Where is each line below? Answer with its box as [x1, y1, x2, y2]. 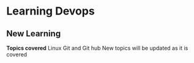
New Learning [6, 28, 61, 39]
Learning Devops [6, 4, 95, 18]
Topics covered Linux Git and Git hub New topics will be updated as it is [6, 44, 188, 51]
